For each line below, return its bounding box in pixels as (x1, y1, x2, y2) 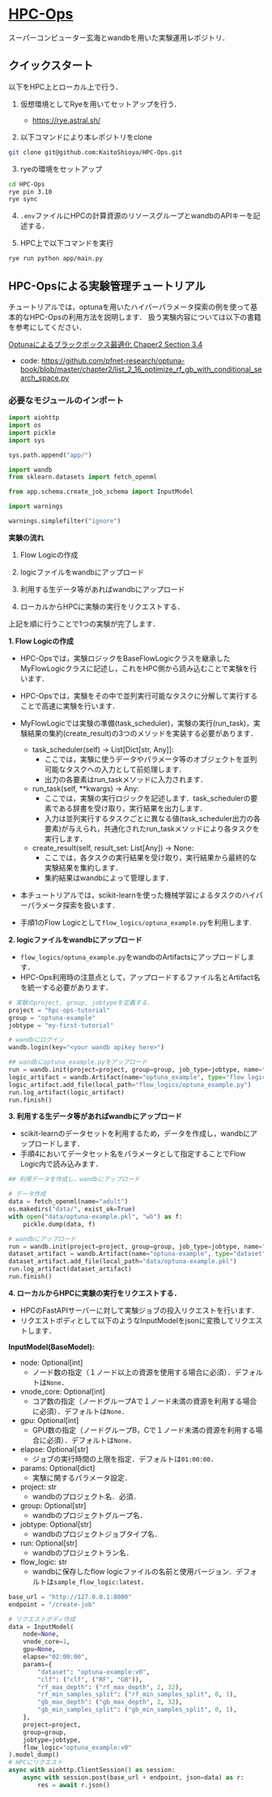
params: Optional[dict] (19, 1463, 96, 1472)
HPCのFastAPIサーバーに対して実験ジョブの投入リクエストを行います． (19, 1305, 259, 1315)
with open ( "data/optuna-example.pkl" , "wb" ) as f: (8, 1212, 183, 1221)
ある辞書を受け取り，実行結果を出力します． (58, 803, 207, 813)
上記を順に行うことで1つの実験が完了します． (8, 618, 160, 629)
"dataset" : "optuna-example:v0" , (37, 1668, 151, 1676)
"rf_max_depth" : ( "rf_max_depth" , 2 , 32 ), (37, 1683, 183, 1692)
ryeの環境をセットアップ (19, 164, 103, 174)
